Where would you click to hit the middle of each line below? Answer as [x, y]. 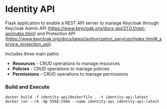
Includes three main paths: [32, 54]
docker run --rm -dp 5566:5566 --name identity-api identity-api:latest [82, 102]
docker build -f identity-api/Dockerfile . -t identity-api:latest [77, 97]
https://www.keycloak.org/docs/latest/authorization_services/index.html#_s [84, 39]
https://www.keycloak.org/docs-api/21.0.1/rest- [97, 28]
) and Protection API [55, 33]
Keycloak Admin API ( [27, 28]
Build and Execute [27, 87]
